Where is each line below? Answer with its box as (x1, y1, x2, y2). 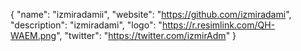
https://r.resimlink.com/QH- (161, 19, 276, 31)
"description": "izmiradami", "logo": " (10, 19, 163, 31)
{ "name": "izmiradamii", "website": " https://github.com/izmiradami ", (10, 9, 292, 20)
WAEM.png (10, 30, 57, 41)
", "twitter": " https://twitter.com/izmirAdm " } (56, 30, 237, 41)
